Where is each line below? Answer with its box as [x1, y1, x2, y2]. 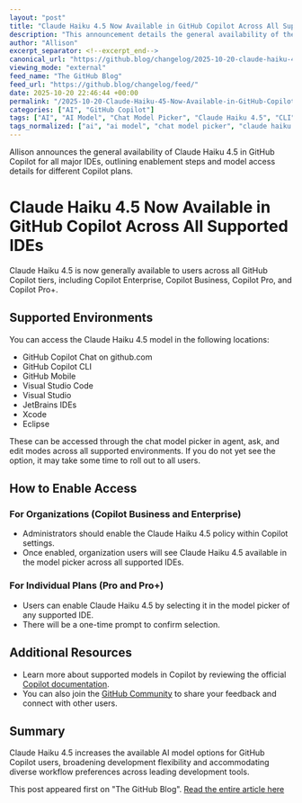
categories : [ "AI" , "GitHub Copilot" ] [9, 105, 155, 114]
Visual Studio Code [22, 379, 94, 391]
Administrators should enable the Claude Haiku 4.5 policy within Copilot [22, 528, 289, 540]
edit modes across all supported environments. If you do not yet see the [9, 445, 276, 456]
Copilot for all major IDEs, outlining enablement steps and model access [9, 156, 276, 166]
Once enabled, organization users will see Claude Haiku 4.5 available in [22, 548, 288, 558]
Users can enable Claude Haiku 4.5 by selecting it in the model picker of [22, 600, 290, 611]
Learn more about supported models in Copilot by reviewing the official [22, 669, 287, 680]
